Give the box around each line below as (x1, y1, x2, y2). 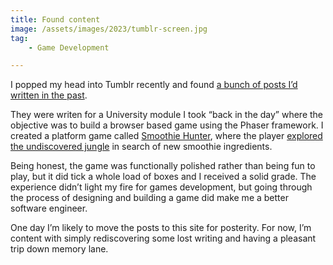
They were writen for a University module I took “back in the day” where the (10, 109, 324, 121)
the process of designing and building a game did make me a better (10, 192, 289, 204)
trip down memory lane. (10, 243, 109, 255)
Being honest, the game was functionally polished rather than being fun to (10, 160, 316, 172)
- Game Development (28, 42, 110, 53)
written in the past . (10, 89, 88, 101)
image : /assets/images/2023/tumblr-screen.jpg (10, 24, 208, 34)
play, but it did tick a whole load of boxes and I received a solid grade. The (10, 171, 317, 183)
